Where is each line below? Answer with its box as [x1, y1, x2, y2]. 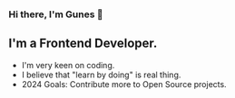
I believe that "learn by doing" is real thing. [21, 69, 181, 80]
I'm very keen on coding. [21, 59, 115, 70]
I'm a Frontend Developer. [8, 36, 158, 51]
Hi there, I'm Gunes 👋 [8, 8, 103, 21]
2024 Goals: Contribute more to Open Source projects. [21, 78, 228, 89]
